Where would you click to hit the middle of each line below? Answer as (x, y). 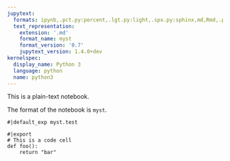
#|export (20, 134)
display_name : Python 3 (47, 64)
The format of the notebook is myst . (57, 110)
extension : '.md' (44, 33)
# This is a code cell (39, 140)
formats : (26, 20)
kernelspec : (24, 58)
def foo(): (23, 147)
